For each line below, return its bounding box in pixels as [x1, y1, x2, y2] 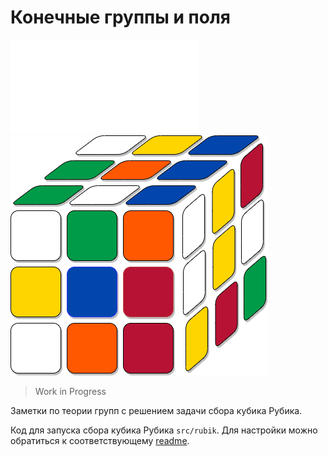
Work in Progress [34, 385, 107, 397]
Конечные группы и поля [10, 6, 231, 29]
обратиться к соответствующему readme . [10, 434, 190, 446]
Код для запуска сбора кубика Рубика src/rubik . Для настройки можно [10, 424, 318, 436]
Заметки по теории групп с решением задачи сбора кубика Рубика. [10, 404, 303, 416]
